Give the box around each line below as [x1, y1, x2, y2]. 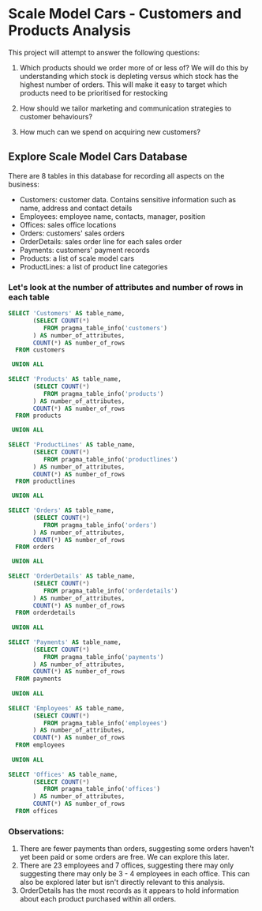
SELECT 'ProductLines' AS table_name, [8, 441, 136, 449]
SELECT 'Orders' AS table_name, [8, 506, 114, 514]
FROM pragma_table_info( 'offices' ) [43, 785, 160, 793]
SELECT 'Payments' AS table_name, [8, 638, 122, 646]
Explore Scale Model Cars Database [8, 150, 188, 164]
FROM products [15, 412, 62, 420]
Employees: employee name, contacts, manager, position [19, 211, 206, 221]
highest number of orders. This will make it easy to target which [19, 80, 227, 89]
